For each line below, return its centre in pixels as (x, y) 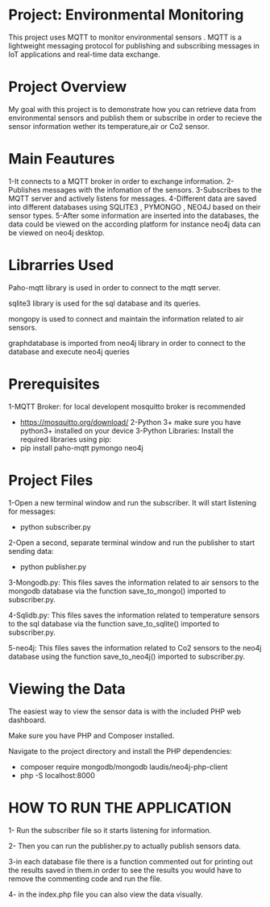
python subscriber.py (55, 526)
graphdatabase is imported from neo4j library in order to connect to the (127, 343)
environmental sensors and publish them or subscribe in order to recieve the (135, 118)
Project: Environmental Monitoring (126, 15)
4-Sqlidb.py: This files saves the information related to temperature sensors (134, 615)
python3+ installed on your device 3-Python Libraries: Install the (127, 431)
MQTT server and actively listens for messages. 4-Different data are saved (133, 198)
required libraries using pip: (66, 439)
